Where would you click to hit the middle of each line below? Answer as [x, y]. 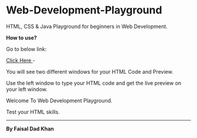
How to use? [21, 37]
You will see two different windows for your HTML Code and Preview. [90, 71]
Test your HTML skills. [33, 112]
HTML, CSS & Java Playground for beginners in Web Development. [87, 26]
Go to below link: [26, 49]
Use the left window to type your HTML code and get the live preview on [94, 83]
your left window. [27, 89]
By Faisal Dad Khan [30, 129]
